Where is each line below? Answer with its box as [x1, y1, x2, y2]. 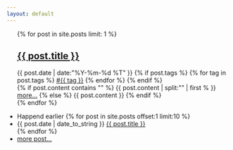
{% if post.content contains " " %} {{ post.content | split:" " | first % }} [16, 84, 216, 92]
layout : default [6, 10, 54, 18]
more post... [16, 135, 52, 143]
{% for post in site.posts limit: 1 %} [16, 30, 118, 38]
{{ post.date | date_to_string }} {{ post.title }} [16, 120, 146, 128]
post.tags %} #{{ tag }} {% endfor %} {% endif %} [16, 76, 163, 85]
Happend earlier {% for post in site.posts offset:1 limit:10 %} [16, 112, 191, 120]
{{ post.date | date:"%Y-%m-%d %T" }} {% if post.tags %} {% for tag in [16, 68, 227, 77]
